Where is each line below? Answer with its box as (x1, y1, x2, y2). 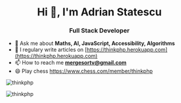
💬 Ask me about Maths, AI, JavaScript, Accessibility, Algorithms (14, 40, 176, 47)
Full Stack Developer (69, 27, 130, 35)
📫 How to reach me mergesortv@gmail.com (14, 59, 127, 66)
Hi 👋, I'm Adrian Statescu (37, 5, 162, 19)
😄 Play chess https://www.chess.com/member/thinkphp (14, 67, 153, 75)
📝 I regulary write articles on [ (14, 46, 87, 53)
